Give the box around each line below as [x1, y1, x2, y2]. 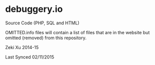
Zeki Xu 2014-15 [5, 44, 39, 50]
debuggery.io [5, 3, 63, 15]
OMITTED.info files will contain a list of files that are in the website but [5, 29, 150, 35]
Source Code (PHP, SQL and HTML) [5, 20, 80, 26]
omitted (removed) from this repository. [5, 35, 87, 41]
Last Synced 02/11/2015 [5, 54, 54, 60]
